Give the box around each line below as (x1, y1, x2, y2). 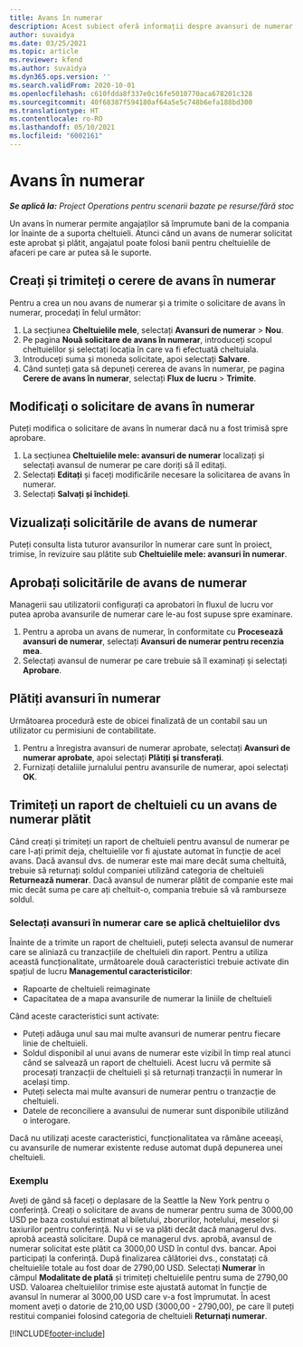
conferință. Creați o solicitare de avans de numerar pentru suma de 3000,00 (9, 1205, 294, 1215)
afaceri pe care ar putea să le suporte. (9, 247, 152, 258)
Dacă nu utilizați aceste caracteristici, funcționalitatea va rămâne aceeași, (9, 1132, 284, 1143)
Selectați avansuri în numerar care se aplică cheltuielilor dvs (9, 916, 280, 929)
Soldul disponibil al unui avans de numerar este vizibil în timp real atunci (22, 1047, 291, 1058)
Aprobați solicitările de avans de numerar (9, 575, 247, 591)
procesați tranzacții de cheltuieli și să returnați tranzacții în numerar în (22, 1067, 283, 1078)
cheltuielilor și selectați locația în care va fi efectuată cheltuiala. (22, 344, 260, 355)
